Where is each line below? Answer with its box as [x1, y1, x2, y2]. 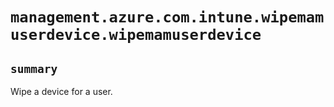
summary [10, 61, 58, 76]
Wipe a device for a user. [10, 86, 113, 97]
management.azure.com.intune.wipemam [10, 8, 325, 27]
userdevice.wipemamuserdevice [10, 26, 262, 45]
